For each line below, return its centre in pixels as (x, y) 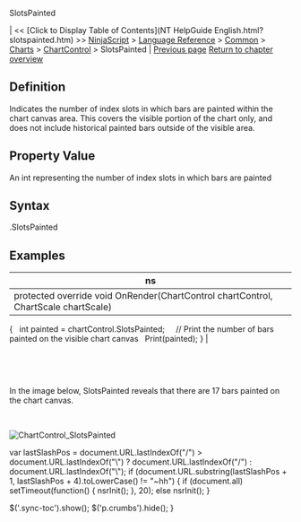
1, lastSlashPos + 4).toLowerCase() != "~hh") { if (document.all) (126, 481)
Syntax (30, 206)
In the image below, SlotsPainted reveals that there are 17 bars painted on (145, 391)
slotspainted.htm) (42, 40)
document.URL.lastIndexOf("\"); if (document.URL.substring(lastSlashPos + (148, 472)
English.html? (239, 30)
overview (26, 59)
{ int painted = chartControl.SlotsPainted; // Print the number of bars (142, 329)
